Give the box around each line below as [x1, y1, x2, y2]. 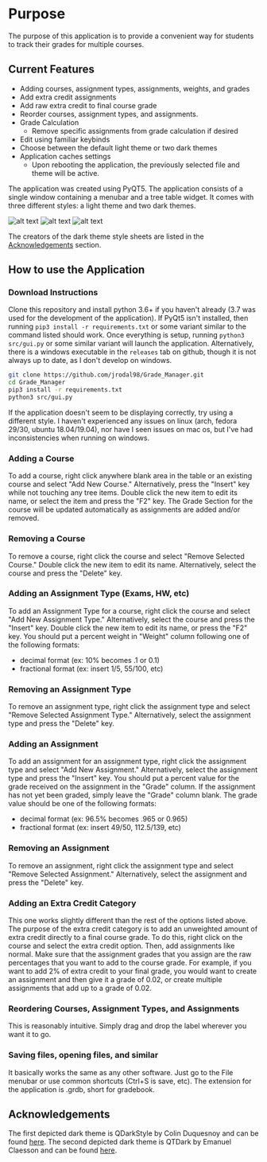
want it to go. [8, 1030, 52, 1039]
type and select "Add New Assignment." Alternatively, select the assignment [8, 765, 258, 774]
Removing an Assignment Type [8, 684, 131, 695]
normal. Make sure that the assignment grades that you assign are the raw [8, 949, 252, 959]
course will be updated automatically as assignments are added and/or [8, 505, 241, 514]
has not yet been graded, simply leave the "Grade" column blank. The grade [8, 790, 258, 800]
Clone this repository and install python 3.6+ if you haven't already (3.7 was [8, 305, 256, 314]
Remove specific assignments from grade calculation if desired [31, 126, 238, 135]
